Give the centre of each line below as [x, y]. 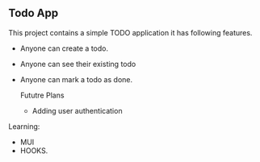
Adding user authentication [77, 110]
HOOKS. [34, 150]
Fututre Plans [42, 95]
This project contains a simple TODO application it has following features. [130, 32]
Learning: [24, 126]
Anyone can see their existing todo [78, 64]
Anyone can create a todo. [64, 48]
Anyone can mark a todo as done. [76, 79]
